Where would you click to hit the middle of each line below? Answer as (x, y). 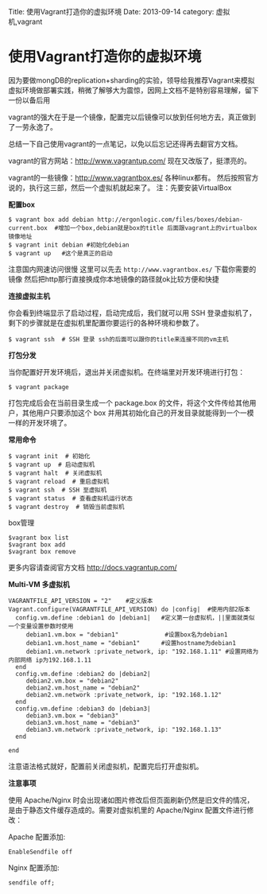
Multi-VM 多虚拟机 (39, 584)
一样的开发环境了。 (40, 422)
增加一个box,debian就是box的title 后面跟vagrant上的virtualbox (158, 228)
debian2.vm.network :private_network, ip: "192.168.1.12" (124, 694)
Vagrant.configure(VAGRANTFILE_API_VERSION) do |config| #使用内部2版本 (129, 609)
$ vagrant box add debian (51, 220)
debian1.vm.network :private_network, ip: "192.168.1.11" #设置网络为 (142, 651)
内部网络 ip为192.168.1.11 (50, 660)
